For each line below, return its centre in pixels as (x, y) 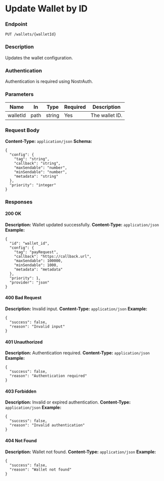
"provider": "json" (30, 282)
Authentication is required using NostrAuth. (49, 81)
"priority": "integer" (33, 185)
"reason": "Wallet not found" (41, 470)
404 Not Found (21, 441)
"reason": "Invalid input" (37, 327)
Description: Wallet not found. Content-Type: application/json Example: (81, 452)
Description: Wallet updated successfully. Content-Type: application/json (82, 224)
